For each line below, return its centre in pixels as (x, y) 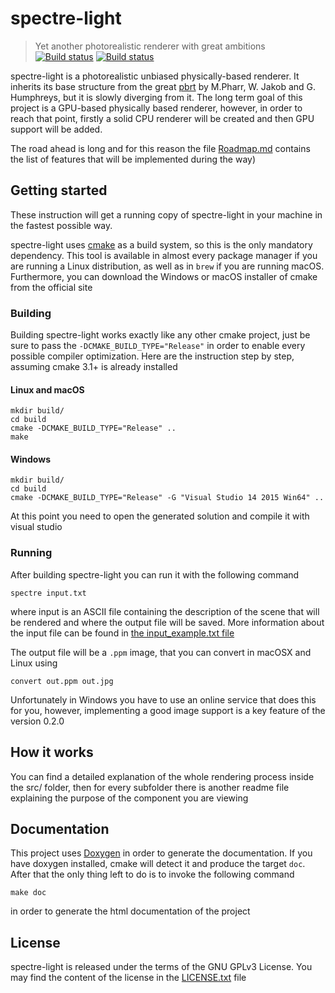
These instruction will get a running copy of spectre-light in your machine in (166, 214)
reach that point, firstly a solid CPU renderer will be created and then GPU (162, 118)
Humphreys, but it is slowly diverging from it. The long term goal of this (156, 97)
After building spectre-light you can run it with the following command (155, 574)
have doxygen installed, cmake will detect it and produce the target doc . (158, 864)
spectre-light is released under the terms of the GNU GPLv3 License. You (161, 967)
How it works (52, 752)
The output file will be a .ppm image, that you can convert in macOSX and (161, 652)
